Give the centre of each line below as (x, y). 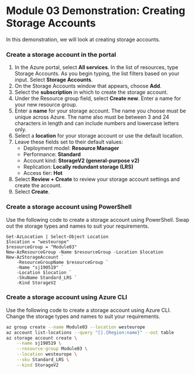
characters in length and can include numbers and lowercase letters (97, 123)
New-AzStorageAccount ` (35, 257)
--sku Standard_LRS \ (43, 360)
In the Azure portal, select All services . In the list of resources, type (96, 67)
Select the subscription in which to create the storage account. (91, 92)
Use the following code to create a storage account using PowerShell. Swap (97, 219)
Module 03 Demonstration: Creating (96, 11)
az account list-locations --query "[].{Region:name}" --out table (90, 332)
